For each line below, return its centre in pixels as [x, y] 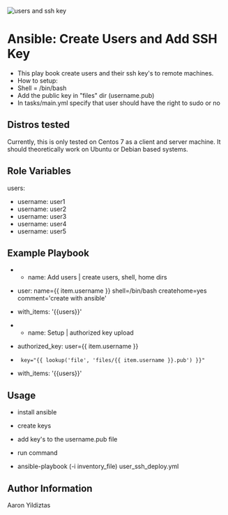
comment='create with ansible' [62, 298]
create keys [34, 426]
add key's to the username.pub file [67, 440]
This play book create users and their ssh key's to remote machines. [115, 73]
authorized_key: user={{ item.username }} [78, 347]
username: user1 [41, 201]
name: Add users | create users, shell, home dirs [97, 277]
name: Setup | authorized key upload [81, 333]
